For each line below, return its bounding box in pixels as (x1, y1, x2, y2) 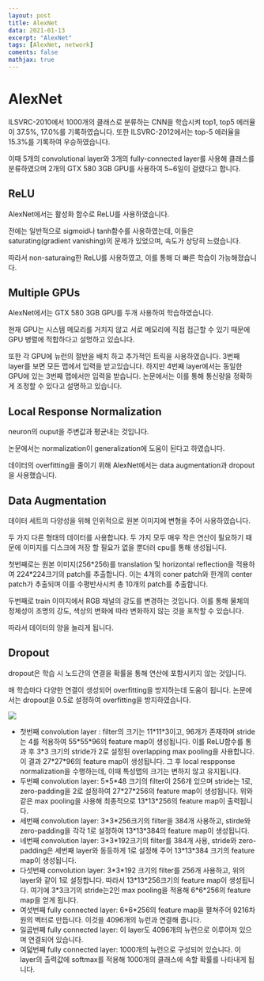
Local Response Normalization (8, 405, 162, 418)
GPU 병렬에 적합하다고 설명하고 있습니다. (8, 334, 135, 345)
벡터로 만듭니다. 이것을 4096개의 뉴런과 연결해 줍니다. (34, 914, 202, 924)
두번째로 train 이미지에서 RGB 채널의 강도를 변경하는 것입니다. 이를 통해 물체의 (8, 596, 250, 606)
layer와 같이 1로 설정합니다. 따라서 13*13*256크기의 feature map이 (19, 875, 228, 884)
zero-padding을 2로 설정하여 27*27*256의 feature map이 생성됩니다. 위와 (19, 786, 253, 796)
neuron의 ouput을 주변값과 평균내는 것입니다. (8, 427, 149, 437)
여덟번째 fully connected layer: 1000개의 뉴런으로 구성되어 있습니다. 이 (19, 945, 241, 954)
